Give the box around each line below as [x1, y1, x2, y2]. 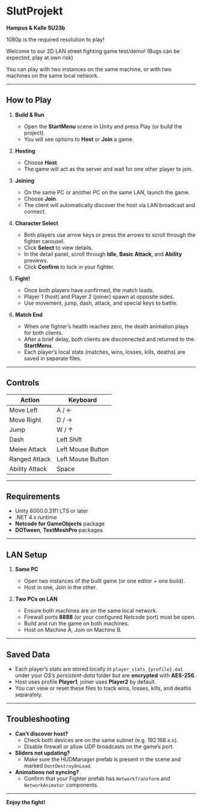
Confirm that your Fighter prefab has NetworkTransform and [23, 775, 170, 782]
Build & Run [14, 111, 44, 118]
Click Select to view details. [23, 244, 93, 251]
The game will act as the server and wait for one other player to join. [23, 165, 194, 172]
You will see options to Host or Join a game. [23, 136, 134, 143]
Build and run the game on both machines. [23, 620, 129, 627]
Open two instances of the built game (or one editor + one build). [23, 577, 185, 585]
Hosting [14, 147, 36, 154]
